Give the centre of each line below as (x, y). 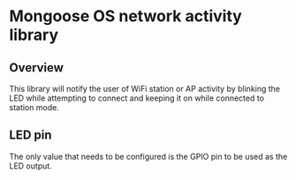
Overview (37, 67)
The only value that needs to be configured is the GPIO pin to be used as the (148, 156)
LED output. (31, 166)
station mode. (34, 107)
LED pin (30, 135)
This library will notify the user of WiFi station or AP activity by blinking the (145, 89)
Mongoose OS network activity (126, 16)
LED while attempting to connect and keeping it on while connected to (137, 98)
